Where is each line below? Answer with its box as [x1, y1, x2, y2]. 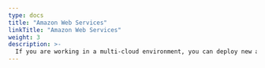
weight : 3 [8, 33, 41, 41]
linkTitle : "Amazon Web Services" [8, 26, 122, 34]
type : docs [8, 11, 44, 20]
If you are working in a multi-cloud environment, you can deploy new [15, 48, 252, 55]
